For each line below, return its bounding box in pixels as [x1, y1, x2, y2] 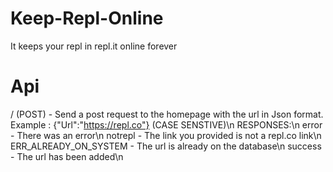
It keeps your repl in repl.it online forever [10, 40, 178, 52]
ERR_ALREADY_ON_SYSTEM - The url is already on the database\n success [10, 140, 322, 152]
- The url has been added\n [10, 150, 124, 162]
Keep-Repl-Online [10, 7, 164, 30]
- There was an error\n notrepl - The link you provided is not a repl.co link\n [10, 129, 322, 141]
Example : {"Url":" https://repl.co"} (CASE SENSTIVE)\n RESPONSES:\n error [10, 118, 323, 131]
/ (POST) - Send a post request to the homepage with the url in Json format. [10, 108, 324, 120]
